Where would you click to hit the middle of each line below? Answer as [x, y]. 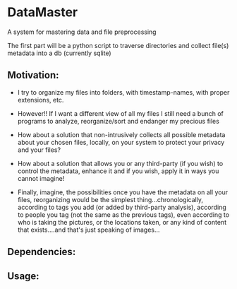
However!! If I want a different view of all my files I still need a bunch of [121, 113]
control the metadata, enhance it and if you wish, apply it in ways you [118, 171]
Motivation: [33, 75]
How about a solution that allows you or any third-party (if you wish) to [120, 163]
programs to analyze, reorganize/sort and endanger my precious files [119, 121]
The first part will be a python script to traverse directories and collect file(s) [118, 45]
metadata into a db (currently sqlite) [59, 53]
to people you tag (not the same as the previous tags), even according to [123, 214]
